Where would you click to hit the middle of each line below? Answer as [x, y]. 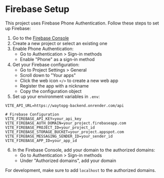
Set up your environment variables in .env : [56, 96]
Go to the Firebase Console [40, 38]
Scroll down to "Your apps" [48, 75]
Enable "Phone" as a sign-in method [57, 59]
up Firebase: [18, 28]
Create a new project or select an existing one [60, 43]
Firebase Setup [37, 9]
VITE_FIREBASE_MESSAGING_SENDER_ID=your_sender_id [59, 136]
